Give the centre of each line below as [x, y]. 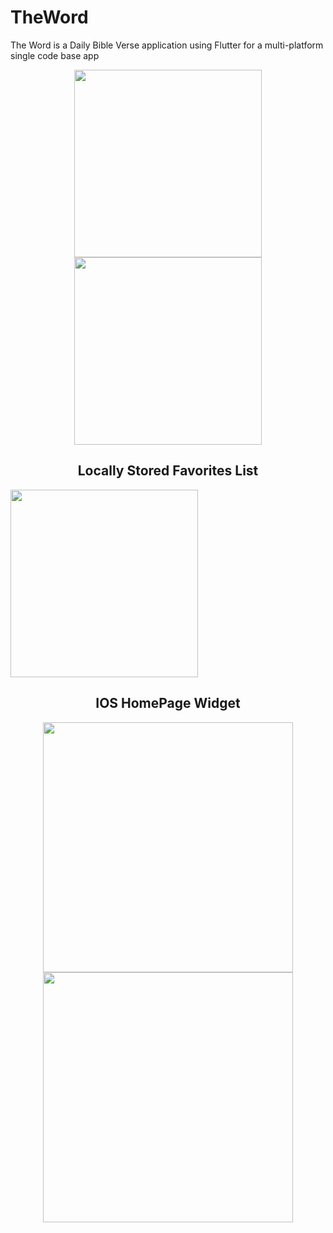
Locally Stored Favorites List [168, 471]
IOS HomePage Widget [168, 703]
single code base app [55, 55]
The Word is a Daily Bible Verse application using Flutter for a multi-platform [167, 45]
